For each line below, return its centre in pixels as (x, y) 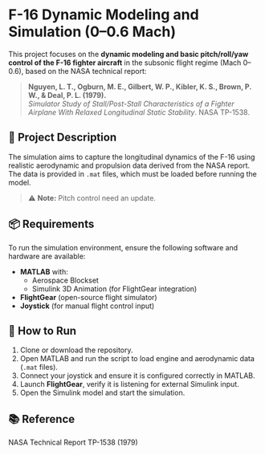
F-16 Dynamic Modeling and (104, 15)
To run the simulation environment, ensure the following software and (123, 247)
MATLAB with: (44, 271)
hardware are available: (47, 256)
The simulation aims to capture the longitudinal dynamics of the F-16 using (132, 156)
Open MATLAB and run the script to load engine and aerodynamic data (137, 359)
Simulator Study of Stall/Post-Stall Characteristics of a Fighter (131, 104)
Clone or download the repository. (77, 350)
